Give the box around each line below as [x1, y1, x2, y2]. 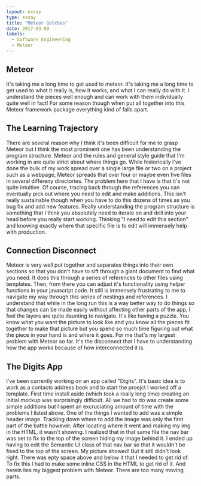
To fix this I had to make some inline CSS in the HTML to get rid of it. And [6, 460, 186, 467]
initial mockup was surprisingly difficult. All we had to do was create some [6, 397, 189, 404]
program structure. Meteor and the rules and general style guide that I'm [6, 152, 185, 159]
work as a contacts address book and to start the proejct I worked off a [6, 384, 181, 391]
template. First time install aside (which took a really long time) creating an [6, 390, 190, 397]
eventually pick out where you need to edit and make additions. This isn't [6, 190, 187, 197]
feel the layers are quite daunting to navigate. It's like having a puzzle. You [6, 312, 190, 319]
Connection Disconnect [6, 245, 97, 255]
